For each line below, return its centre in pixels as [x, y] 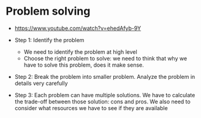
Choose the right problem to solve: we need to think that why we [105, 58]
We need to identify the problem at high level [80, 52]
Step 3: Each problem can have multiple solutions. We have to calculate [105, 95]
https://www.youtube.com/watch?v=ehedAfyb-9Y [78, 28]
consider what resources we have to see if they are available [91, 108]
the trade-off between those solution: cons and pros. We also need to [102, 101]
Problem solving [48, 11]
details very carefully [41, 83]
